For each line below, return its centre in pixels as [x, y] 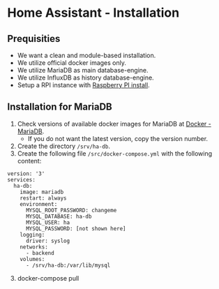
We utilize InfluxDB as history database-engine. [86, 77]
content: [29, 161]
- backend [40, 253]
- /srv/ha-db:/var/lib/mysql [68, 265]
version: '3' [26, 173]
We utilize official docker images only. [72, 63]
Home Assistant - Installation [93, 13]
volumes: [32, 259]
